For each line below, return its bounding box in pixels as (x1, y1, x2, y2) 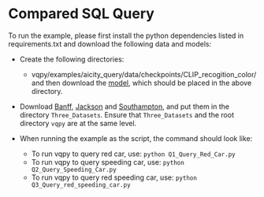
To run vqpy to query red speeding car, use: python (31, 173, 197, 182)
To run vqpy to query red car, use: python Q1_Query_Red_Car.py (31, 149, 236, 158)
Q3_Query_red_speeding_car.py (31, 180, 132, 189)
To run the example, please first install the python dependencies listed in (8, 31, 244, 40)
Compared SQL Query (8, 5, 155, 23)
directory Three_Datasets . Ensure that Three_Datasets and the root (19, 110, 235, 119)
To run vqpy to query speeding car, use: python (31, 157, 185, 166)
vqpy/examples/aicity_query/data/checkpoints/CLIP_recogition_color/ (31, 69, 257, 79)
